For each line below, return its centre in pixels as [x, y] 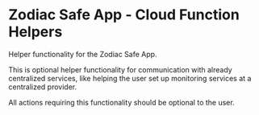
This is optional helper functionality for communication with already [120, 69]
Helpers [36, 32]
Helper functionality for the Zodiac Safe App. [83, 54]
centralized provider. [43, 87]
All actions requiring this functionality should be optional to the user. [122, 102]
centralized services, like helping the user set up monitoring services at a [130, 78]
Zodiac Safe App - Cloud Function [124, 15]
